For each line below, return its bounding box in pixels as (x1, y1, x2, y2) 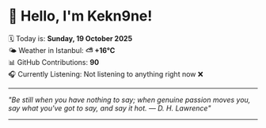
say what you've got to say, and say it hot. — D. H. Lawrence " (8, 103, 211, 113)
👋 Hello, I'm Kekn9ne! (8, 7, 153, 25)
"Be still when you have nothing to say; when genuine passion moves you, (8, 95, 251, 104)
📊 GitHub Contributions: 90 (8, 57, 100, 66)
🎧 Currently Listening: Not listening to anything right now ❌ (8, 69, 203, 78)
